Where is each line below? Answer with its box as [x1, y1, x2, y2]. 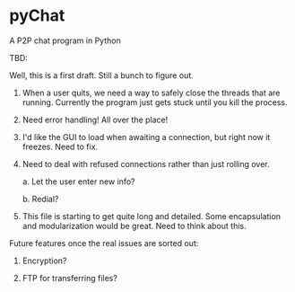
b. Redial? [22, 193, 59, 204]
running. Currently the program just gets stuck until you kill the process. [22, 96, 289, 108]
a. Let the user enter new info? [22, 176, 136, 187]
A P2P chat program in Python [9, 35, 121, 46]
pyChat [9, 5, 65, 26]
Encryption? [22, 255, 67, 266]
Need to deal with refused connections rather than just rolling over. [22, 158, 271, 169]
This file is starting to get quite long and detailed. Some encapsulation [22, 210, 281, 221]
